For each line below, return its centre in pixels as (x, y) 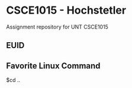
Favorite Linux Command (53, 66)
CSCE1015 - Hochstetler (66, 10)
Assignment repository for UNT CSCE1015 (57, 27)
